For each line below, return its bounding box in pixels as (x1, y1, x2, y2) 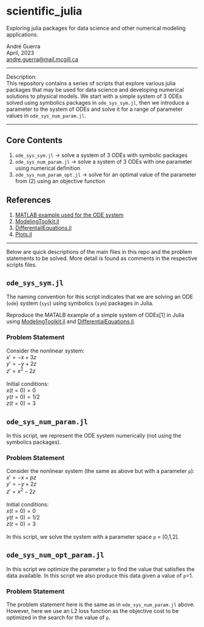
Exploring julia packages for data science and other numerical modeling (6, 24, 186, 32)
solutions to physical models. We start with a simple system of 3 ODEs (6, 93, 182, 100)
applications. (6, 30, 38, 38)
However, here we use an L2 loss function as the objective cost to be (6, 608, 179, 615)
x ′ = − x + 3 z (6, 353, 36, 360)
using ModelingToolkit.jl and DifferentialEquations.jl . (6, 318, 135, 325)
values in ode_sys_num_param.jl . (6, 111, 86, 119)
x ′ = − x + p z (6, 474, 36, 482)
